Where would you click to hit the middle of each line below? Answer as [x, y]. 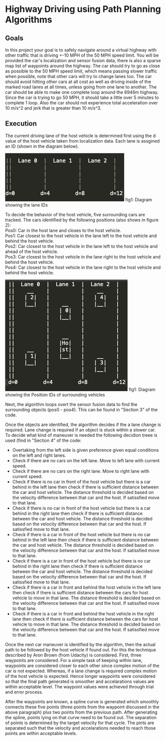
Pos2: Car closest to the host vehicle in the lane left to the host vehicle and [81, 246]
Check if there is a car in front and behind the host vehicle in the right [83, 614]
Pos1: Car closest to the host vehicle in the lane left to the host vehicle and [81, 236]
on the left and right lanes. [39, 455]
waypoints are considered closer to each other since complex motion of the [82, 665]
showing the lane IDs [27, 205]
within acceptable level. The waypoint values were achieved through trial [80, 686]
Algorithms [29, 20]
